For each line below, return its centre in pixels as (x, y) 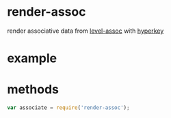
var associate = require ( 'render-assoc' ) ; (68, 108)
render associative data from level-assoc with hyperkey (85, 31)
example (32, 58)
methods (33, 90)
